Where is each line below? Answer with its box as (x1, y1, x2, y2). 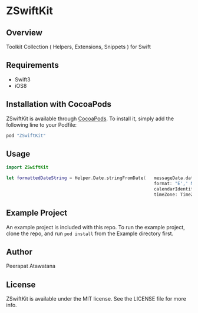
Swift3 (14, 75, 31, 83)
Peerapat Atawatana (6, 262, 56, 269)
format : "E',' (153, 181, 189, 187)
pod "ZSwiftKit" (6, 133, 46, 139)
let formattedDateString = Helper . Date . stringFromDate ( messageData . (6, 175, 186, 181)
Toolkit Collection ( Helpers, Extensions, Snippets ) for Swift (6, 43, 151, 50)
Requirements (6, 60, 59, 70)
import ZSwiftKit (6, 164, 49, 170)
